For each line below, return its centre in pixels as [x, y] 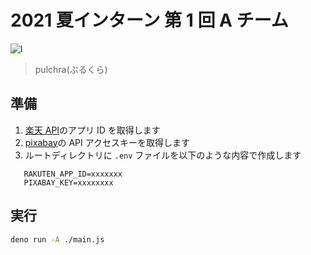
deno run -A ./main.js [57, 239]
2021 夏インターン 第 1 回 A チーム [149, 20]
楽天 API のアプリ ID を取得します [92, 130]
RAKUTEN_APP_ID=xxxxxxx [73, 174]
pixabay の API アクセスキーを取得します [107, 142]
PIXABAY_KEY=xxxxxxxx [68, 182]
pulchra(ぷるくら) [71, 69]
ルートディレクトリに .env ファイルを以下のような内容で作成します [163, 155]
